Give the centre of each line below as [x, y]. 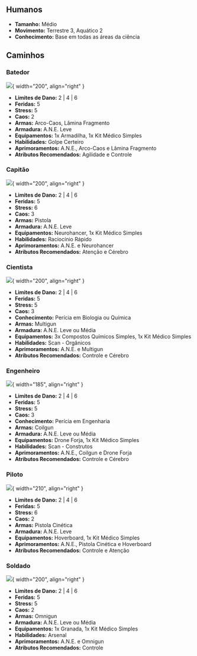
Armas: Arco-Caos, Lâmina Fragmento [62, 123]
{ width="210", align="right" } [48, 488]
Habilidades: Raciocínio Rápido [53, 239]
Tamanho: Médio [36, 24]
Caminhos [25, 56]
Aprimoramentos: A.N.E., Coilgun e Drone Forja [73, 453]
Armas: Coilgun [34, 428]
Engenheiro [23, 371]
